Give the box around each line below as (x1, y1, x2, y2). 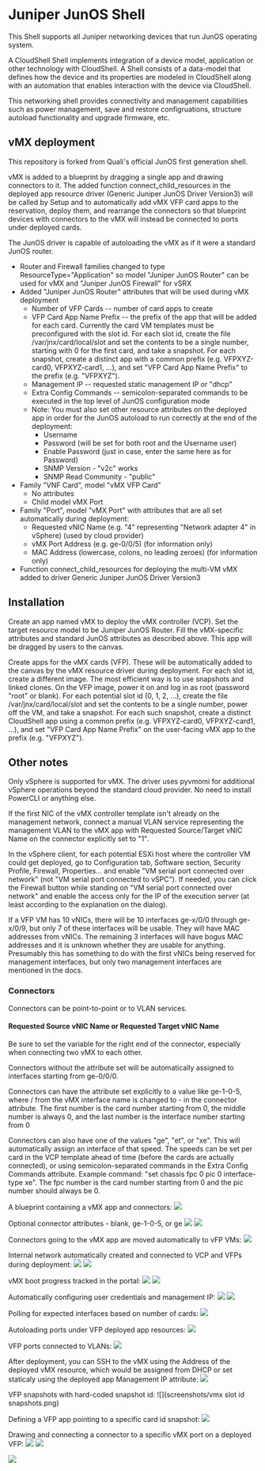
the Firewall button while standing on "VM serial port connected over (8, 883, 233, 893)
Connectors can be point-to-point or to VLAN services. (8, 1003, 187, 1013)
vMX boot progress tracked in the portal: (8, 1276, 141, 1285)
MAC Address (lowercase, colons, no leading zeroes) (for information (31, 548, 258, 557)
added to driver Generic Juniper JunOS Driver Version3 (19, 572, 201, 582)
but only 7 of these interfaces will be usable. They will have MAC (28, 923, 240, 933)
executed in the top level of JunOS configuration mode (31, 396, 210, 405)
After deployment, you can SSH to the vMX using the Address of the (8, 1356, 231, 1366)
